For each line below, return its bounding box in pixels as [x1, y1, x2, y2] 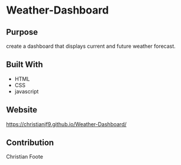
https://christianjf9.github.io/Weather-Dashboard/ [6, 120, 127, 127]
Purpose [6, 27, 38, 37]
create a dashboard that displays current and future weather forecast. [6, 42, 176, 49]
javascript [14, 88, 39, 95]
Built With [6, 60, 43, 70]
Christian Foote [6, 153, 43, 160]
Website [6, 105, 37, 115]
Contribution [6, 138, 54, 148]
